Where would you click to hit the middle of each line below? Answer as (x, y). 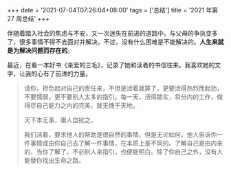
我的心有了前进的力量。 (58, 73)
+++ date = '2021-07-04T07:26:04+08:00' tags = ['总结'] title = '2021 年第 (113, 10)
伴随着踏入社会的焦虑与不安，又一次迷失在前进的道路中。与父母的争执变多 (112, 33)
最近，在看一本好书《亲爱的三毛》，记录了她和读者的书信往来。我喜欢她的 (111, 65)
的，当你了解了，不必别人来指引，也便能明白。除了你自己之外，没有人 (123, 152)
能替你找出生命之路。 (54, 160)
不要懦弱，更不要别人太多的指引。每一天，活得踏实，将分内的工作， (120, 97)
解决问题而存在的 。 (46, 50)
